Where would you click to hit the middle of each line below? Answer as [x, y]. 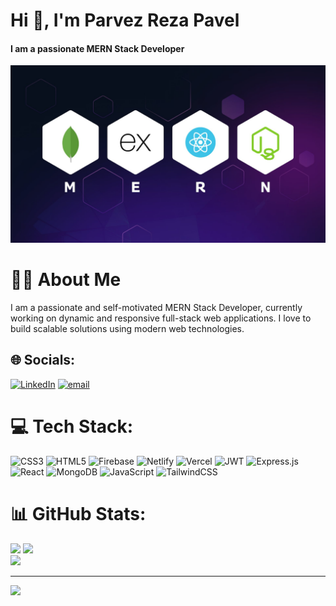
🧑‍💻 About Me [66, 280]
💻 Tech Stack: [72, 426]
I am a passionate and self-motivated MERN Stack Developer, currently [156, 307]
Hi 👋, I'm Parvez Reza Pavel [125, 20]
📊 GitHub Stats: [78, 513]
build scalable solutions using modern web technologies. [127, 328]
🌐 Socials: [43, 360]
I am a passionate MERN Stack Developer [97, 48]
